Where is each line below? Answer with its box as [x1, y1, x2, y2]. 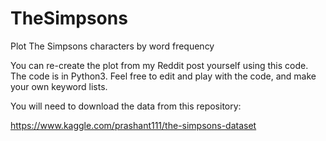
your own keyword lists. [10, 80, 108, 92]
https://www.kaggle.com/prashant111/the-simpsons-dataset [10, 119, 257, 131]
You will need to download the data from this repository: [10, 100, 242, 112]
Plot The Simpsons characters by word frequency [10, 40, 215, 52]
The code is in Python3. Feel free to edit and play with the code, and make [10, 70, 317, 82]
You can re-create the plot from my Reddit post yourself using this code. [10, 59, 309, 71]
